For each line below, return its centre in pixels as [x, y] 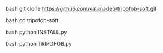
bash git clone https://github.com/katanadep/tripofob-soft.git [81, 9]
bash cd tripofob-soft [32, 20]
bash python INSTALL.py [36, 32]
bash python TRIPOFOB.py [39, 44]
